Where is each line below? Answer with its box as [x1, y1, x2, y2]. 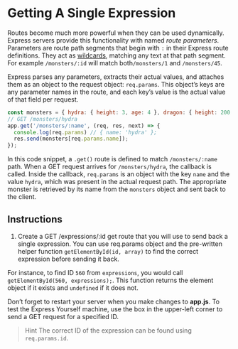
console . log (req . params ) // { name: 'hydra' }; [13, 129, 158, 136]
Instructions [7, 213, 63, 225]
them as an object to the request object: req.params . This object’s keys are [7, 80, 225, 88]
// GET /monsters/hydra [7, 115, 78, 122]
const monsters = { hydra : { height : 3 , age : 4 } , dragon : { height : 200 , [7, 109, 234, 116]
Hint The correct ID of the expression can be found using [24, 326, 192, 335]
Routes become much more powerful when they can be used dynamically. [7, 28, 225, 37]
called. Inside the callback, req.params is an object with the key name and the [7, 170, 230, 178]
